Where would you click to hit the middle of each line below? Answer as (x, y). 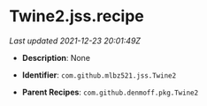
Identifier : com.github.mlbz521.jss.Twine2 (99, 75)
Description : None (56, 57)
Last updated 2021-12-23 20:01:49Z (75, 41)
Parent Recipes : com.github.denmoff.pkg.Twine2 (110, 92)
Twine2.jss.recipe (77, 16)
